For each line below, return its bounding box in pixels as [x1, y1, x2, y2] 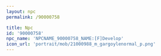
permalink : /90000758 [6, 14, 60, 20]
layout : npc [6, 8, 36, 15]
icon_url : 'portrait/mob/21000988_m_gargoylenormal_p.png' [6, 41, 156, 47]
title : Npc [6, 25, 33, 31]
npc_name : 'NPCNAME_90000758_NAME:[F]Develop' [6, 36, 124, 42]
